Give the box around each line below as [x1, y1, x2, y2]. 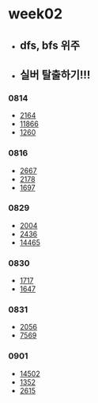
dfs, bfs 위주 [19, 38, 81, 52]
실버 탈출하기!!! [19, 68, 91, 81]
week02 [8, 5, 63, 23]
